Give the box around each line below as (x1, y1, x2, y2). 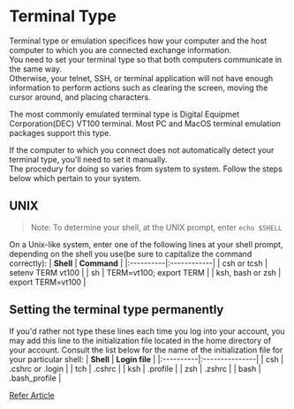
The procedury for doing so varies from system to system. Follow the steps (9, 163, 283, 174)
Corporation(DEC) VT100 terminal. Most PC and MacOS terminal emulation (9, 117, 281, 129)
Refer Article (9, 390, 55, 400)
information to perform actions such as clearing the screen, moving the (9, 82, 268, 93)
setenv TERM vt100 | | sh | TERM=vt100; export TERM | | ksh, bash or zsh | (9, 267, 282, 277)
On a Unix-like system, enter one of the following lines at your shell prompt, (9, 239, 283, 249)
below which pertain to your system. (9, 172, 142, 183)
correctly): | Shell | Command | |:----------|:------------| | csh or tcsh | (9, 258, 268, 269)
